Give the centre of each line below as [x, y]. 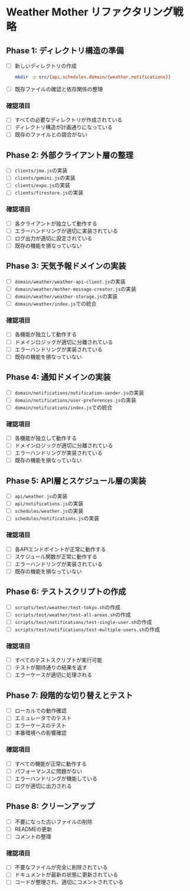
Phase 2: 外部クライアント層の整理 [70, 155]
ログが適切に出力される [43, 786]
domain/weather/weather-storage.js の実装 [66, 297]
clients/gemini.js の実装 [45, 178]
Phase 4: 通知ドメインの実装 [58, 377]
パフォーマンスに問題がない [48, 771]
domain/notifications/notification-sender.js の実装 [79, 392]
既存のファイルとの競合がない [51, 135]
